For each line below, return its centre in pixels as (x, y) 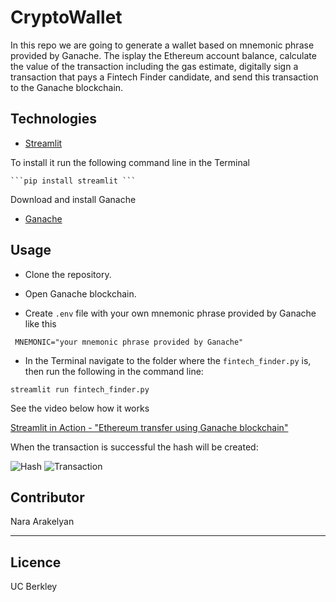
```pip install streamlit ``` (73, 181)
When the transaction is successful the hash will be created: (134, 447)
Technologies (54, 119)
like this (40, 323)
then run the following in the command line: (114, 371)
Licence (36, 562)
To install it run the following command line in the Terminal (130, 162)
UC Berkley (34, 587)
